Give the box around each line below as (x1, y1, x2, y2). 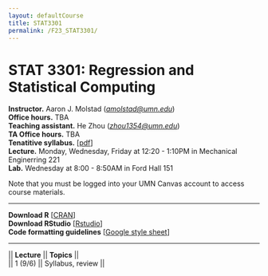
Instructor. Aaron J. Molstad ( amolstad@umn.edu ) (8, 104, 175, 114)
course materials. (8, 187, 65, 197)
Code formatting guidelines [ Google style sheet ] (8, 227, 170, 237)
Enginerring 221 (8, 155, 60, 164)
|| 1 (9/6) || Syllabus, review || (8, 258, 105, 268)
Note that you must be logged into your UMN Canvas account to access (8, 179, 245, 188)
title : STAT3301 (8, 19, 62, 27)
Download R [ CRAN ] (8, 211, 76, 220)
